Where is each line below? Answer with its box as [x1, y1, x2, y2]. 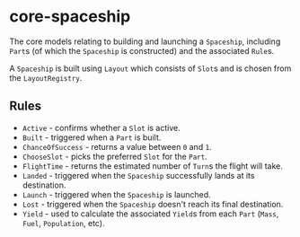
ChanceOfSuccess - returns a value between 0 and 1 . [22, 141, 213, 152]
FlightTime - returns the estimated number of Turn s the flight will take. [22, 160, 283, 171]
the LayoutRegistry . [9, 72, 83, 83]
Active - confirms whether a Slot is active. [22, 122, 181, 133]
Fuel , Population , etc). [22, 217, 105, 228]
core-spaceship [9, 6, 131, 27]
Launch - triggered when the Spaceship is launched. [22, 189, 211, 199]
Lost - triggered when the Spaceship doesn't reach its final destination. [22, 198, 284, 209]
